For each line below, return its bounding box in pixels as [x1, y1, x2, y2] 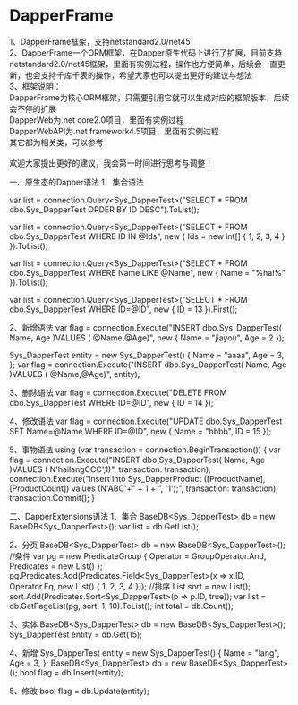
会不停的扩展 [9, 103, 56, 114]
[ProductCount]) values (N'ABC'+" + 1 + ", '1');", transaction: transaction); [9, 483, 279, 494]
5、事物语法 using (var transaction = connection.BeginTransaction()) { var [9, 444, 282, 455]
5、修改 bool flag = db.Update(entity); [9, 685, 149, 696]
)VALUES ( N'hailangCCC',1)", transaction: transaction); [9, 463, 212, 475]
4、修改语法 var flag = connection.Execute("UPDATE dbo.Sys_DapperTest [9, 416, 283, 426]
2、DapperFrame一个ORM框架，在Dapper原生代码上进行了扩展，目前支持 [9, 47, 283, 58]
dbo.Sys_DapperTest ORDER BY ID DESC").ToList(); [9, 203, 200, 215]
